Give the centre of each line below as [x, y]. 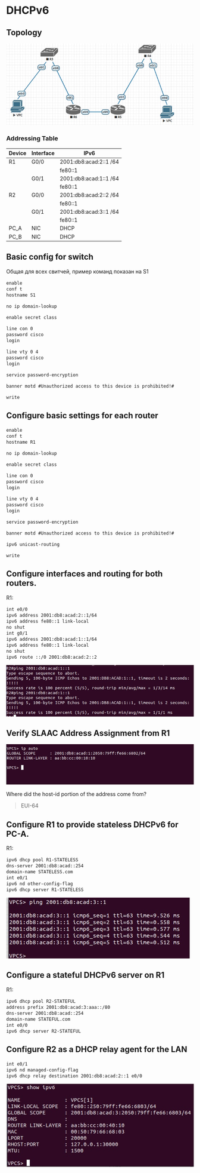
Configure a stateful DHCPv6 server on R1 [85, 975]
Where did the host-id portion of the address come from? [76, 794]
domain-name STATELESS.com [40, 872]
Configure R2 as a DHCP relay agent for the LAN [97, 1050]
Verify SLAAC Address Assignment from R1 [88, 733]
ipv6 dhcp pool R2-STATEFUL [41, 1001]
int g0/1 [17, 633]
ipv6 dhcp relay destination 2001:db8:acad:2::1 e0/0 [74, 1076]
